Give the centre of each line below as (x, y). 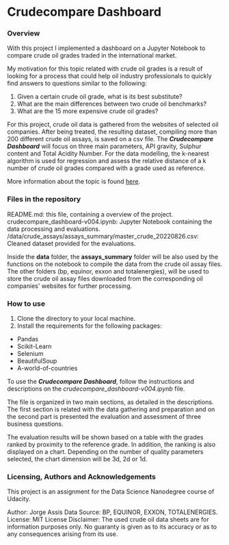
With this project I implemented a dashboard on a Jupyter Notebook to (106, 48)
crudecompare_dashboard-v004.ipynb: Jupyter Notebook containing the (110, 221)
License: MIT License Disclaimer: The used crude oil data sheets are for (108, 520)
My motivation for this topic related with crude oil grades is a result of (105, 69)
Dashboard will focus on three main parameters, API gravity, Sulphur (104, 146)
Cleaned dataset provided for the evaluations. (71, 243)
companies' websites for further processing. (70, 286)
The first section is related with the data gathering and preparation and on (111, 409)
